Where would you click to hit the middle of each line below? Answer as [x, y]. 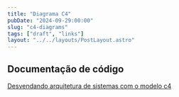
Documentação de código [66, 69]
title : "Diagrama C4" [39, 14]
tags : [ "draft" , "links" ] [45, 34]
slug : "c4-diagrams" [38, 27]
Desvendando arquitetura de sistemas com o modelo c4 [89, 86]
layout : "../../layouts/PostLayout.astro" [71, 40]
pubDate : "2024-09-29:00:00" [50, 21]
